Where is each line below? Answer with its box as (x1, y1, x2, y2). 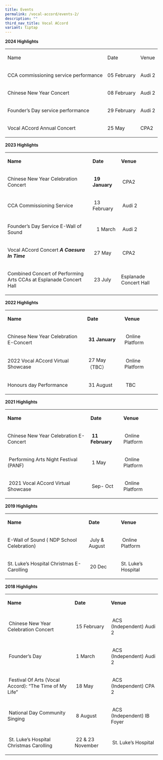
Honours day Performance (7, 382, 68, 389)
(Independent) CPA (111, 683, 155, 690)
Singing (7, 715, 25, 722)
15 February (76, 623, 104, 630)
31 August (88, 382, 113, 389)
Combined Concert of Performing (7, 270, 84, 277)
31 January (88, 336, 116, 343)
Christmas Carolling (7, 742, 52, 749)
